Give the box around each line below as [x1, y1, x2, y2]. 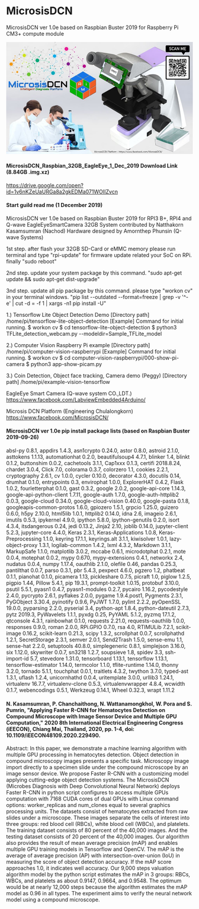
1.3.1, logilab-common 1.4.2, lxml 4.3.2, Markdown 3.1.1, [38, 541, 172, 548]
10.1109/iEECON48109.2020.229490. [6, 732, 101, 739]
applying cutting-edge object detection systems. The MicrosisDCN [6, 776, 169, 784]
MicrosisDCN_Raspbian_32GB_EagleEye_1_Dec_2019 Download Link [6, 162, 178, 169]
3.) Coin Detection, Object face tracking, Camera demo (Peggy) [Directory [6, 372, 188, 379]
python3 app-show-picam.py [30, 360, 102, 367]
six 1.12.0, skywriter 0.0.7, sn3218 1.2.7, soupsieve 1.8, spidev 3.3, [6, 649, 164, 656]
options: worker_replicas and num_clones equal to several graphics [6, 802, 171, 809]
